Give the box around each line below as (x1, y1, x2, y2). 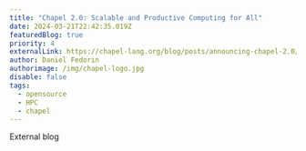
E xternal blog (9, 131, 59, 142)
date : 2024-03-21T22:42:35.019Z (9, 22, 132, 31)
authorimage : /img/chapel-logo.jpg (9, 65, 145, 74)
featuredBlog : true (9, 30, 84, 39)
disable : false (9, 73, 67, 82)
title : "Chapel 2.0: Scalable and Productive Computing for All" (9, 13, 262, 23)
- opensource (17, 89, 67, 98)
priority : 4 (9, 38, 55, 48)
